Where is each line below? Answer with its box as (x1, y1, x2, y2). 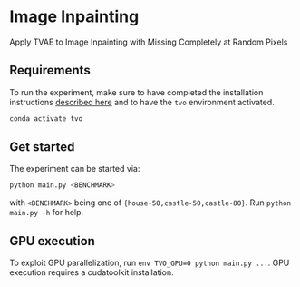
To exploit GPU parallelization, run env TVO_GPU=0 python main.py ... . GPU (9, 257, 290, 269)
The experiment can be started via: (9, 163, 140, 174)
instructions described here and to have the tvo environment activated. (9, 96, 275, 107)
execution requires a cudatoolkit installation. (9, 267, 174, 278)
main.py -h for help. (9, 207, 84, 218)
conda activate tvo (9, 114, 83, 124)
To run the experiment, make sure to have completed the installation (9, 86, 264, 97)
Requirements (9, 63, 91, 78)
